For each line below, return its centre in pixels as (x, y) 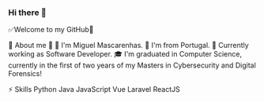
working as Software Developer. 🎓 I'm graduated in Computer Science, (125, 54)
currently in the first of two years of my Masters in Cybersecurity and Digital (132, 65)
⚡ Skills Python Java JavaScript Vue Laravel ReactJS (94, 89)
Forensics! (25, 74)
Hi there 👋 (28, 13)
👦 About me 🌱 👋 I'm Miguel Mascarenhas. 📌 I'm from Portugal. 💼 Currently (128, 46)
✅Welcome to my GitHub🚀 (51, 30)
